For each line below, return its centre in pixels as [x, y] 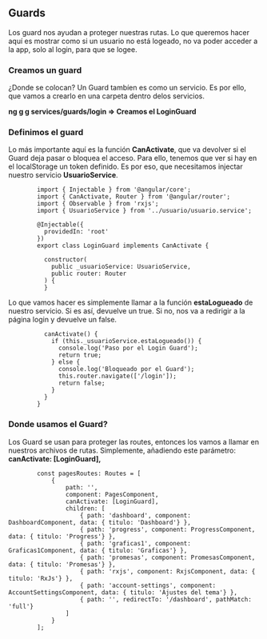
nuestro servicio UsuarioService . [63, 175]
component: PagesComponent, [112, 494]
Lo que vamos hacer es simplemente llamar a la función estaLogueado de [131, 302]
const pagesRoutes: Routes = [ [89, 473]
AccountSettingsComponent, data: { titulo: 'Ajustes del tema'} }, [123, 592]
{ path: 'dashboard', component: [135, 515]
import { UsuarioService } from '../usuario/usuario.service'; [144, 211]
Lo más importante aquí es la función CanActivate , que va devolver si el [127, 150]
